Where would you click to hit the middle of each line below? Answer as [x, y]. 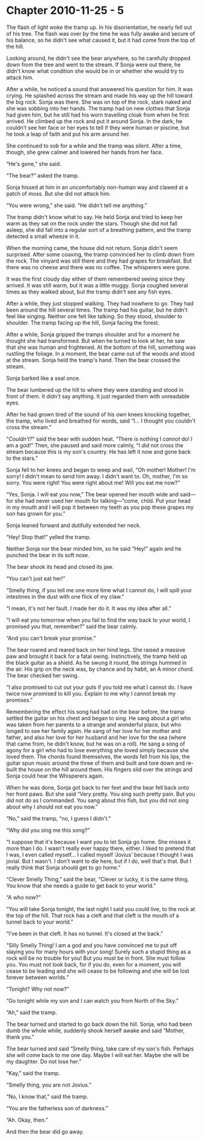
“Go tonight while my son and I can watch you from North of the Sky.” [92, 1000]
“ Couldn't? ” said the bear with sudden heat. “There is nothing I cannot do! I [99, 439]
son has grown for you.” [36, 513]
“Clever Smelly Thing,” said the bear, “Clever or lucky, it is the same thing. [98, 879]
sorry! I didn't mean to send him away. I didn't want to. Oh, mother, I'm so [97, 476]
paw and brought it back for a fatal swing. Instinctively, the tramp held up [97, 656]
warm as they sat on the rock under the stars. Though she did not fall [92, 223]
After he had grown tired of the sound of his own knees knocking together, [99, 414]
